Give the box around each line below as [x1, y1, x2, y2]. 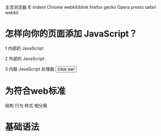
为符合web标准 [5, 86, 66, 97]
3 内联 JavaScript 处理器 [5, 66, 55, 72]
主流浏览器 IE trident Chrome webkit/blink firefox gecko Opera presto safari [5, 4, 157, 10]
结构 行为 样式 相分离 [5, 102, 47, 108]
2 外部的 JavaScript [5, 56, 45, 61]
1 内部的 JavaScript [5, 45, 44, 51]
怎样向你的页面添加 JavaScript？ [5, 28, 138, 39]
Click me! [58, 66, 75, 72]
